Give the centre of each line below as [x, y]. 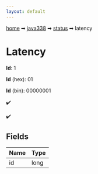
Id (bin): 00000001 [29, 91]
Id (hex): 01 [20, 79]
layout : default [26, 11]
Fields [17, 136]
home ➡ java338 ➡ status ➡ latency [49, 28]
